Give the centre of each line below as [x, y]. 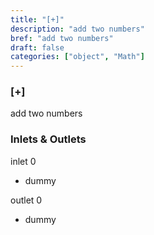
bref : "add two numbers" [62, 38]
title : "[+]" [37, 19]
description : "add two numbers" [77, 29]
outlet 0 [26, 200]
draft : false [37, 47]
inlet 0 [23, 161]
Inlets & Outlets [48, 139]
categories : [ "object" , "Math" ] [77, 57]
